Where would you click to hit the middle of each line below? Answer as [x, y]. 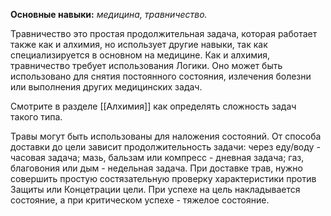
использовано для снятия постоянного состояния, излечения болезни [161, 76]
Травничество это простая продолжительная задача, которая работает [164, 33]
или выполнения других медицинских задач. [106, 87]
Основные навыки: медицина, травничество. [109, 14]
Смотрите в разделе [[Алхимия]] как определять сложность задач [153, 106]
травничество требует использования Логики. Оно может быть [146, 65]
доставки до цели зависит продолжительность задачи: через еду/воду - [165, 147]
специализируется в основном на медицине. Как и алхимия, [140, 55]
